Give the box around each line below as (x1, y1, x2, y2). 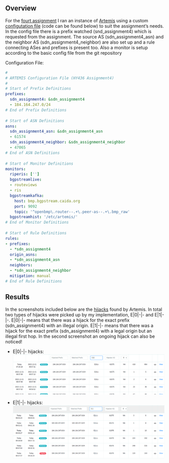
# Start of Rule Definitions (5, 231, 67, 236)
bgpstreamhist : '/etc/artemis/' (10, 215, 78, 220)
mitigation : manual (10, 273, 51, 278)
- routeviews (10, 183, 37, 188)
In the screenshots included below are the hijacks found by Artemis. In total (5, 306, 162, 312)
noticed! (5, 338, 23, 344)
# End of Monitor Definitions (5, 220, 69, 225)
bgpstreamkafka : (10, 193, 44, 198)
